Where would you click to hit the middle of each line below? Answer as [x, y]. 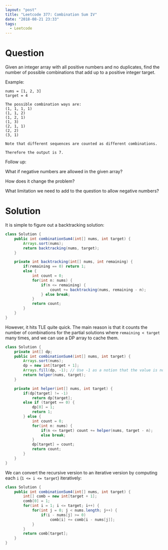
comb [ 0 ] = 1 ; [37, 501]
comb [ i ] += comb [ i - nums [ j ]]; [82, 519]
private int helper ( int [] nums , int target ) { [63, 388]
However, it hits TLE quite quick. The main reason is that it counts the [76, 327]
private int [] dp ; [33, 352]
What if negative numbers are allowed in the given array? [64, 172]
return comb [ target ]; [46, 533]
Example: [15, 82]
